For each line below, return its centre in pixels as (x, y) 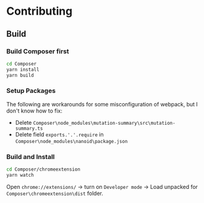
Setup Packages (31, 91)
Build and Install (31, 157)
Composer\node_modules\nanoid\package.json (71, 141)
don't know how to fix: (35, 111)
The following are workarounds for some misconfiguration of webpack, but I (102, 104)
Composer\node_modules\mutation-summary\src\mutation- (104, 123)
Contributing (39, 11)
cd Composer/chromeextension (43, 169)
